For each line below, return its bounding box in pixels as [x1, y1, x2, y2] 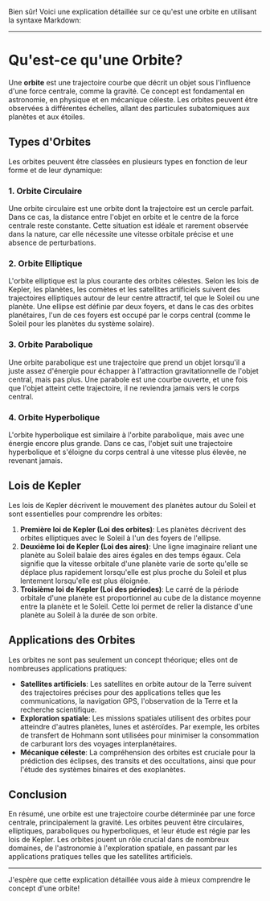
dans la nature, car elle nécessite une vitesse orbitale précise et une [8, 229, 235, 239]
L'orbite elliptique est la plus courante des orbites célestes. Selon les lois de [8, 276, 260, 286]
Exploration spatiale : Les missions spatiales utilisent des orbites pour [19, 713, 252, 723]
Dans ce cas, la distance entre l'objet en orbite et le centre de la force [8, 213, 239, 222]
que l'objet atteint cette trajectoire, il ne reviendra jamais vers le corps [8, 382, 239, 393]
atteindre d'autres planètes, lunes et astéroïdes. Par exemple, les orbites [19, 721, 260, 731]
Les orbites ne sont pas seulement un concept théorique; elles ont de [8, 655, 239, 664]
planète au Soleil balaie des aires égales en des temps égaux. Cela [19, 550, 241, 560]
